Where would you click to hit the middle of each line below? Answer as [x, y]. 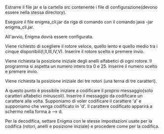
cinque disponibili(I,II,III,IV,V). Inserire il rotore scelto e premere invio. [75, 51]
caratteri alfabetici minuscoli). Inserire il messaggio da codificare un [74, 96]
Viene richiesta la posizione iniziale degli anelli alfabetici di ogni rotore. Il [79, 61]
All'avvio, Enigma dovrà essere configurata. [49, 37]
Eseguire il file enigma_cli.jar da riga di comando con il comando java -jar [79, 22]
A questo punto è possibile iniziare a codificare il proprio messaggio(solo [79, 90]
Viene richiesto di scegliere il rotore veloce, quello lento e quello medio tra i [82, 46]
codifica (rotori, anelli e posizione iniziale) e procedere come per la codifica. [82, 126]
